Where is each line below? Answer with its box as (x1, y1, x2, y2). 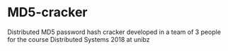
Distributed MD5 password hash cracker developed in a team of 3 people (7, 28, 222, 36)
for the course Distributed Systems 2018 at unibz (7, 35, 150, 43)
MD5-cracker (7, 4, 88, 21)
